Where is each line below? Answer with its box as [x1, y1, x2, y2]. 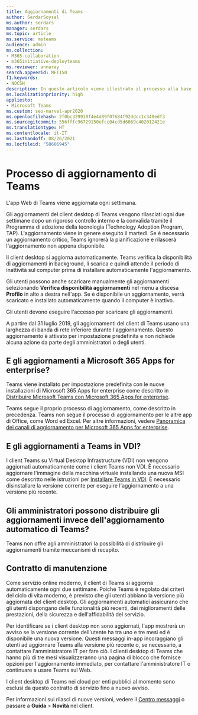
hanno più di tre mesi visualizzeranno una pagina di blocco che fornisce [6, 654, 181, 661]
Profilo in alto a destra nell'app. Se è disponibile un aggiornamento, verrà [6, 290, 185, 298]
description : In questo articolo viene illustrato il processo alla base [6, 86, 192, 92]
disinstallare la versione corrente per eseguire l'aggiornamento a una [6, 482, 174, 489]
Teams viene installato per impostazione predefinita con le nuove [6, 381, 165, 388]
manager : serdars [6, 25, 49, 31]
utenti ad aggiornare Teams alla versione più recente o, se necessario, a [6, 641, 182, 648]
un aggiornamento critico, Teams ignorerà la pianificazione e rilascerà [6, 236, 177, 243]
